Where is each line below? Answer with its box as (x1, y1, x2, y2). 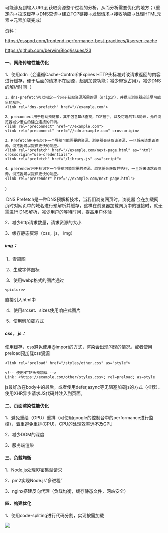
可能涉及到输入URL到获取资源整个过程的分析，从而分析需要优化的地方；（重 (5, 5, 161, 10)
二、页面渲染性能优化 (5, 403, 49, 409)
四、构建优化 (5, 500, 31, 506)
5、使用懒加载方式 (6, 318, 44, 324)
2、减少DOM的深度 (5, 432, 45, 438)
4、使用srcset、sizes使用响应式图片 (6, 307, 81, 313)
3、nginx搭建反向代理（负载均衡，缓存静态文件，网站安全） (5, 488, 129, 494)
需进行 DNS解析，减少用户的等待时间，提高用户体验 (5, 209, 112, 215)
